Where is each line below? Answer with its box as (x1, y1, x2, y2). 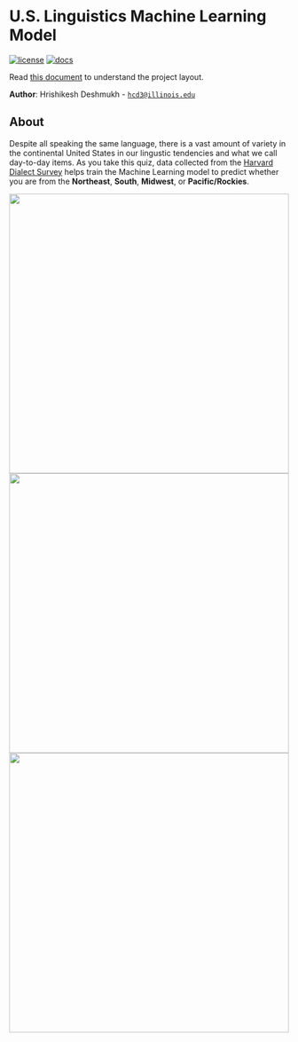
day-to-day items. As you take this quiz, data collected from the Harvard (9, 157, 273, 168)
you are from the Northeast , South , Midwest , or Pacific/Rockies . (9, 176, 250, 186)
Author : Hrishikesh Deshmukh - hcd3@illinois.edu (9, 89, 196, 99)
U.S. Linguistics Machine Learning (9, 6, 267, 27)
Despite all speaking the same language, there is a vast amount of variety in (9, 138, 286, 148)
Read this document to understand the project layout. (9, 71, 204, 82)
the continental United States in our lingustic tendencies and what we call (9, 147, 278, 158)
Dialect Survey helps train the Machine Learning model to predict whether (9, 166, 279, 177)
